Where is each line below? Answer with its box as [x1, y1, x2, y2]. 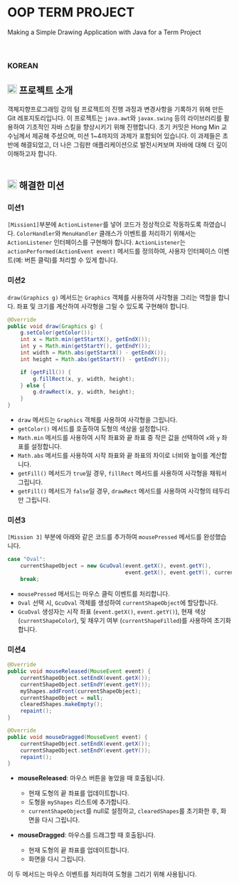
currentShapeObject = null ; [20, 694, 103, 701]
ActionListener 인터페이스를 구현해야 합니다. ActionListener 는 [7, 238, 186, 246]
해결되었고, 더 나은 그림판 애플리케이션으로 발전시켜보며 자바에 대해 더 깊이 [20, 140, 228, 149]
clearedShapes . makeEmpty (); [20, 701, 103, 708]
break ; [20, 575, 40, 582]
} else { [20, 382, 46, 389]
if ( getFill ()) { [20, 368, 72, 376]
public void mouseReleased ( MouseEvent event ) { [7, 668, 152, 675]
